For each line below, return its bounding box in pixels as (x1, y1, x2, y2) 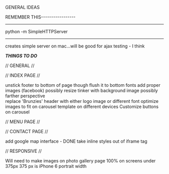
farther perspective (5, 93, 45, 99)
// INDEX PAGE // (5, 73, 40, 78)
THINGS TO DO (5, 53, 38, 59)
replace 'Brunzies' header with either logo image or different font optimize (5, 98, 159, 104)
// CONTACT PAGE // (5, 129, 48, 134)
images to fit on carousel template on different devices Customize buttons (5, 103, 159, 109)
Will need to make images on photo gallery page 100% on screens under (5, 158, 156, 163)
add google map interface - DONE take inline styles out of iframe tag (5, 138, 147, 144)
